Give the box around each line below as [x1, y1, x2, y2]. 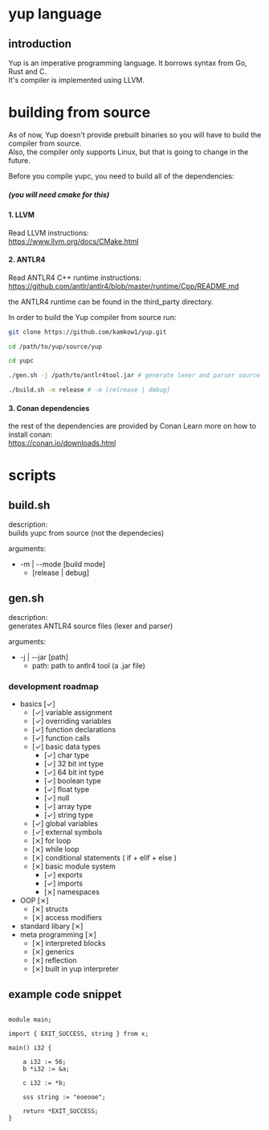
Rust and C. [8, 67, 47, 76]
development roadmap [8, 681, 99, 692]
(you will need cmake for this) [8, 190, 110, 199]
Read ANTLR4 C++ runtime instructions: [8, 273, 142, 282]
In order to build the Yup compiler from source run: [8, 312, 177, 322]
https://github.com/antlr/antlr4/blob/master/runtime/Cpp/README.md [8, 281, 239, 290]
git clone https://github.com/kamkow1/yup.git [8, 327, 167, 336]
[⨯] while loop [31, 844, 79, 854]
